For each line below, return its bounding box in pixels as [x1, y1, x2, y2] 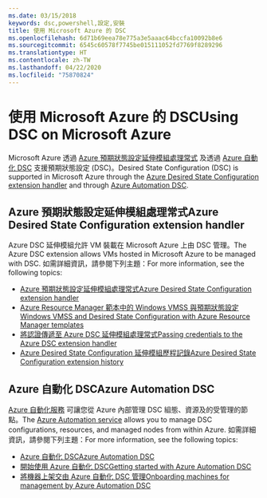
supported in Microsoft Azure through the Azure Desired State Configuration [8, 172, 259, 181]
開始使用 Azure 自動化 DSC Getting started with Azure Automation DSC [19, 462, 252, 472]
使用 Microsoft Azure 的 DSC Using [8, 108, 239, 126]
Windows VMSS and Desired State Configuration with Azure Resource [19, 312, 251, 322]
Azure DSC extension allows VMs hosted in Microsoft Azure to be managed [8, 249, 257, 259]
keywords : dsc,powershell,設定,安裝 [8, 19, 125, 27]
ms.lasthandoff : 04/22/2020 [8, 64, 102, 72]
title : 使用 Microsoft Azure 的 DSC [8, 26, 127, 34]
